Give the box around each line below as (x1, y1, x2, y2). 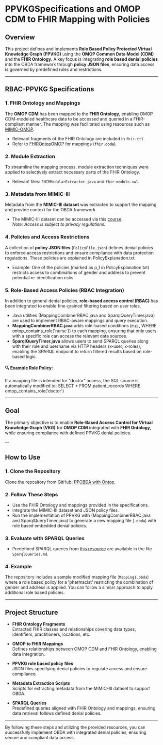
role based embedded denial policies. (12, 523, 87, 528)
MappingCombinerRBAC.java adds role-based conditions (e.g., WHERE (12, 322, 157, 328)
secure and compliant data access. (5, 735, 75, 741)
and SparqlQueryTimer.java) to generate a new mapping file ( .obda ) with (12, 517, 157, 523)
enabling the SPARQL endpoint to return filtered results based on (12, 348, 142, 354)
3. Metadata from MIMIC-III (5, 190, 70, 197)
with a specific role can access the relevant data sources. (12, 333, 128, 339)
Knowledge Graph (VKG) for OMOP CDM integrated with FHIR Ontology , (5, 424, 151, 430)
